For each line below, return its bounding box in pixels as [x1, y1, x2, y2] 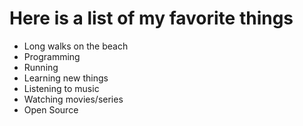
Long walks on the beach [23, 40, 129, 52]
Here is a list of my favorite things [9, 7, 294, 30]
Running [23, 61, 59, 73]
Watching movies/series [23, 93, 124, 105]
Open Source [23, 103, 79, 116]
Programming [23, 50, 81, 62]
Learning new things [23, 72, 109, 84]
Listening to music [23, 82, 100, 94]
